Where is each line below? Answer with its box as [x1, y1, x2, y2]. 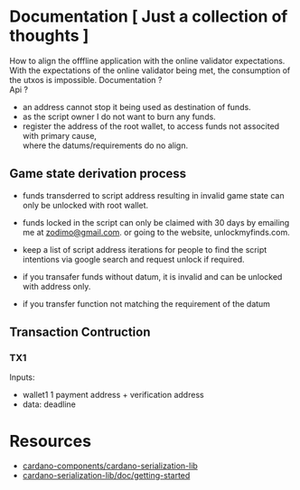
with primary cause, [22, 130, 98, 141]
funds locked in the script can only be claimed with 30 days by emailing [22, 217, 290, 227]
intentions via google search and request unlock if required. [22, 254, 246, 264]
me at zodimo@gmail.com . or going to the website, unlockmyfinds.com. [22, 227, 291, 237]
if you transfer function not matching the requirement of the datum [22, 298, 271, 309]
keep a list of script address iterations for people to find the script [22, 244, 267, 254]
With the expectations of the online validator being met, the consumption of [9, 65, 291, 76]
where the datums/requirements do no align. [22, 140, 188, 151]
